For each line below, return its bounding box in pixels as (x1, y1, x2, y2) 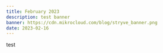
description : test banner (6, 14, 70, 20)
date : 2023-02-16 (6, 25, 49, 31)
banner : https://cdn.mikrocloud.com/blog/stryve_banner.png (6, 19, 158, 25)
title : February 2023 (6, 8, 60, 15)
